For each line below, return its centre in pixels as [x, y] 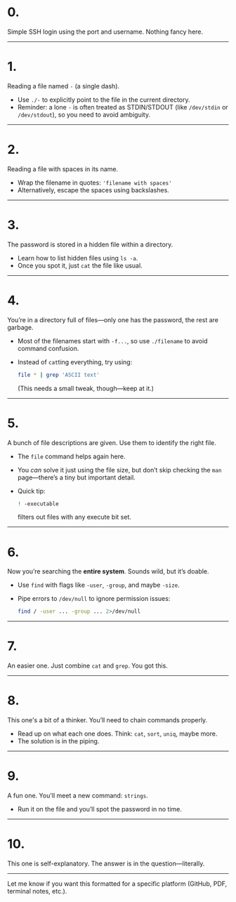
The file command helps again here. [71, 456]
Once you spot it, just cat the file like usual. [80, 265]
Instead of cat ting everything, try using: [75, 362]
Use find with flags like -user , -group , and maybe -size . [99, 585]
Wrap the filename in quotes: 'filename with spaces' [94, 183]
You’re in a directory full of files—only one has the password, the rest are [113, 319]
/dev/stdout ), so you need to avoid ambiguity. [84, 114]
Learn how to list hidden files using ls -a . [78, 258]
